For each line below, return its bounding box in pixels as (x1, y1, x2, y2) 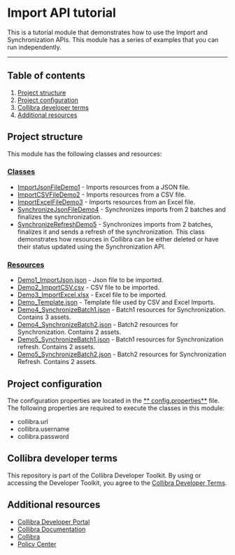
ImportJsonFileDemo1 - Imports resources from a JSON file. (17, 183, 190, 191)
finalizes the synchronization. (17, 212, 103, 221)
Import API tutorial (7, 5, 117, 21)
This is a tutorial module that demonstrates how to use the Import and (7, 28, 208, 36)
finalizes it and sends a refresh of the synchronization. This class (17, 227, 205, 236)
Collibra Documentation (17, 525, 86, 533)
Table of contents (7, 70, 85, 82)
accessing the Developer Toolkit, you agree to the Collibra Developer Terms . (7, 478, 227, 487)
